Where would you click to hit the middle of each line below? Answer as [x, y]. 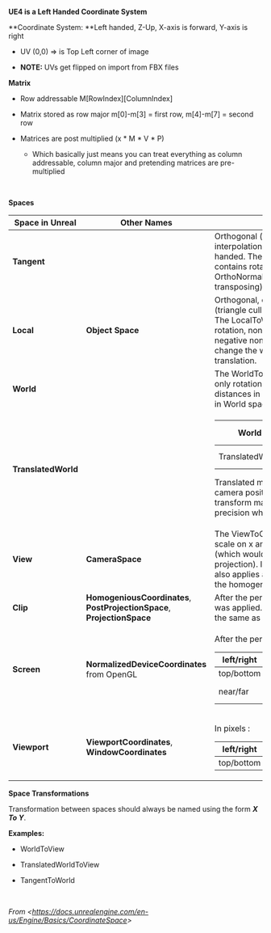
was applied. [238, 608]
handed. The [238, 256]
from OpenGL [112, 674]
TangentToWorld [47, 880]
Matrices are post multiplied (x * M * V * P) [92, 138]
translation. [236, 361]
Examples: [26, 833]
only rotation [238, 384]
